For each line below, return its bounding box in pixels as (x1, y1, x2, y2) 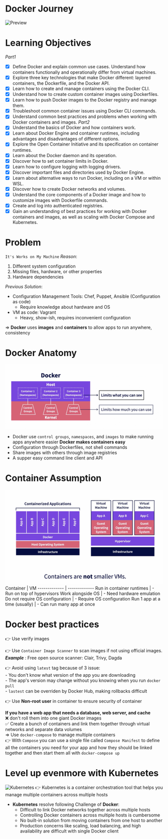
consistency (5, 330, 31, 335)
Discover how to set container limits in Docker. (12, 158, 109, 164)
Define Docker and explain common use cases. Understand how (12, 63, 146, 69)
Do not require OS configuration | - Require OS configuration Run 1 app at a (5, 595, 160, 602)
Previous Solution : (5, 284, 43, 289)
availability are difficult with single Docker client (20, 828, 119, 834)
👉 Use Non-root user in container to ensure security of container (5, 698, 142, 704)
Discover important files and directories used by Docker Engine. (12, 169, 145, 175)
